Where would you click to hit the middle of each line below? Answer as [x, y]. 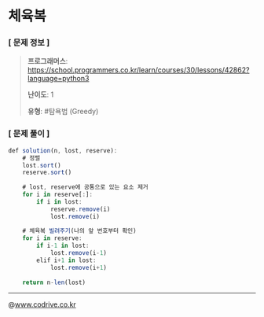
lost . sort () [42, 165]
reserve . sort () [47, 173]
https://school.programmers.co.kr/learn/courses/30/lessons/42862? [138, 70]
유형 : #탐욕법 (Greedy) [63, 112]
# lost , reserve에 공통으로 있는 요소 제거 [86, 187]
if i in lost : [59, 201]
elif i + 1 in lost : [66, 260]
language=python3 [58, 79]
